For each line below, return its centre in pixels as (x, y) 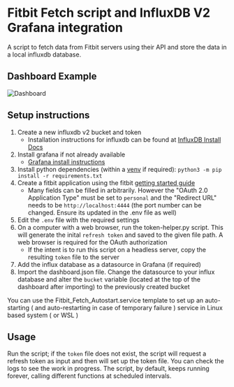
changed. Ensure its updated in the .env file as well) (102, 212)
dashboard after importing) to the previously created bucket (103, 286)
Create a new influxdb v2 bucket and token (79, 132)
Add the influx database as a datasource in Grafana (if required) (109, 264)
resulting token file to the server (74, 257)
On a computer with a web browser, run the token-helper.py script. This (120, 227)
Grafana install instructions (66, 161)
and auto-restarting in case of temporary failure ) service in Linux (129, 307)
